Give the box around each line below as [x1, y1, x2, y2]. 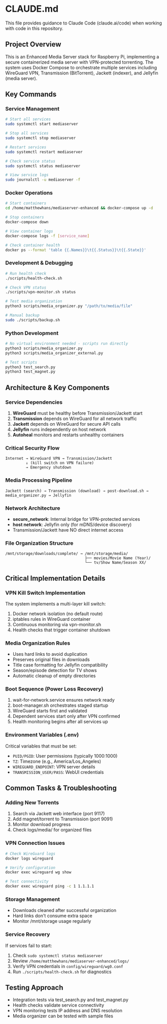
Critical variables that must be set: [5, 743, 77, 749]
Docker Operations [5, 189, 53, 197]
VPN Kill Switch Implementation [5, 589, 85, 596]
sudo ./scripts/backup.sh [5, 317, 60, 322]
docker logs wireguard [5, 856, 53, 861]
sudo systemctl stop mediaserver [5, 135, 76, 141]
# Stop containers [5, 215, 44, 220]
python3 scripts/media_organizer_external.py [5, 350, 103, 355]
